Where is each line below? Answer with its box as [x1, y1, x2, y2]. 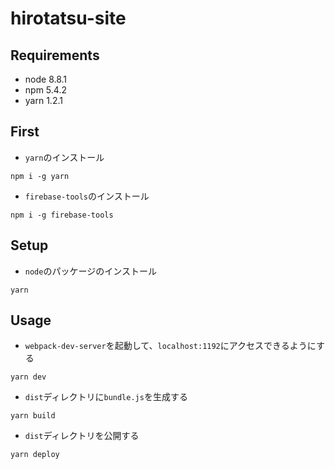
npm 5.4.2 [24, 84, 67, 96]
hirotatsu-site [10, 7, 127, 30]
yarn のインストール [24, 151, 105, 163]
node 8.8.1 [24, 73, 68, 85]
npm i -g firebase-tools [10, 210, 114, 220]
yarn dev [10, 372, 47, 382]
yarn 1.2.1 [24, 95, 63, 106]
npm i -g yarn [10, 171, 70, 181]
